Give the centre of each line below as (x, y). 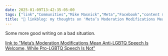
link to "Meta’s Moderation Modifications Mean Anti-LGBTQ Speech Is (77, 43)
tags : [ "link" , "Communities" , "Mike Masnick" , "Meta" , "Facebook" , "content (82, 14)
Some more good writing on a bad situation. (50, 33)
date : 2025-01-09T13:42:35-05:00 (40, 10)
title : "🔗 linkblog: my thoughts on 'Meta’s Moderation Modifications (80, 19)
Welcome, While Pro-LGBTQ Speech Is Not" (50, 48)
